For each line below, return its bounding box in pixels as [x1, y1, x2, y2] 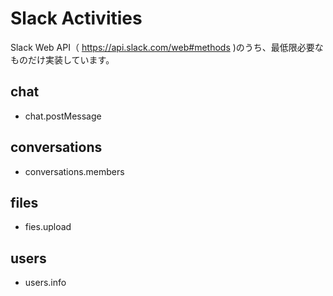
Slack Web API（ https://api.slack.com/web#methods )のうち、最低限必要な [10, 41, 324, 53]
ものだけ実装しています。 [10, 53, 115, 66]
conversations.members [24, 165, 125, 177]
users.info [24, 277, 67, 289]
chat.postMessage [24, 110, 102, 122]
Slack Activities [10, 7, 143, 30]
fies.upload [24, 221, 72, 233]
